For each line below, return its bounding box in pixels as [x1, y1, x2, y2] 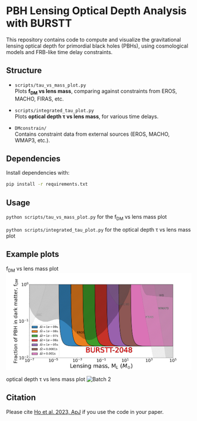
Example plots [6, 249, 59, 259]
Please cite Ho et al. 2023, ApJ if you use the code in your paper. [6, 408, 164, 415]
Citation [6, 393, 36, 403]
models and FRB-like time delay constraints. [6, 48, 113, 55]
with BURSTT [6, 16, 72, 30]
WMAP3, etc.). [14, 136, 50, 143]
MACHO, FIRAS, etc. [14, 95, 64, 102]
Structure [6, 66, 42, 76]
